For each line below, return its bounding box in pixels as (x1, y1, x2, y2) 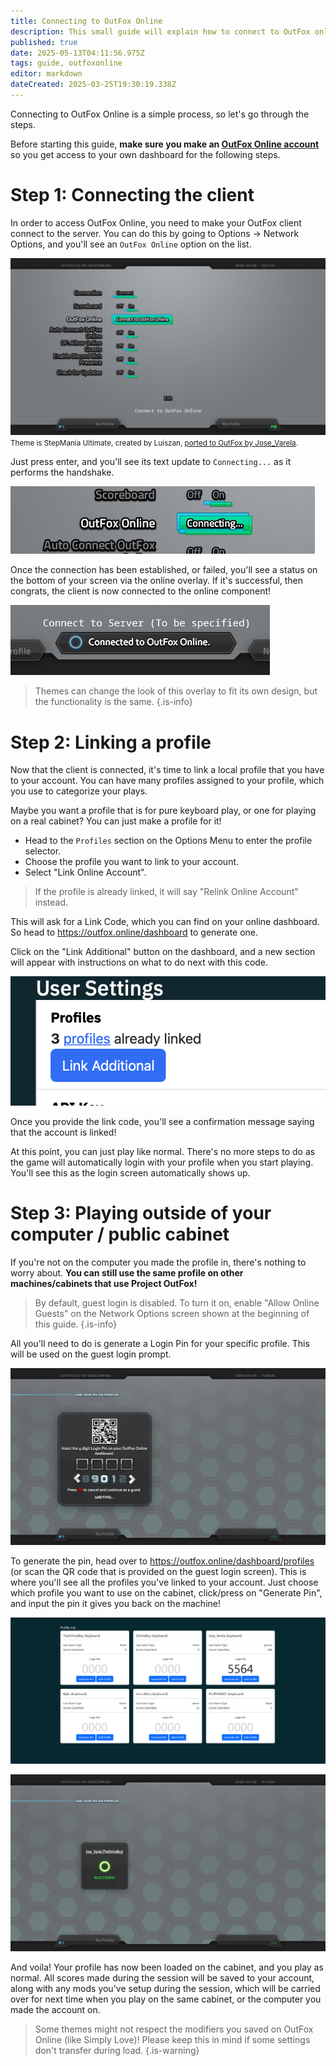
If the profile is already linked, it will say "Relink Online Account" (34, 886, 299, 898)
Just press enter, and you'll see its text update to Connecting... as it (10, 456, 292, 468)
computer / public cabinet (10, 1223, 230, 1246)
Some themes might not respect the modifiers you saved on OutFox (34, 2023, 314, 2035)
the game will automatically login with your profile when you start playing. (10, 1156, 314, 1168)
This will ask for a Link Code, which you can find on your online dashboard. (10, 916, 320, 928)
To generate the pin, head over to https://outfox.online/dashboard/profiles (10, 1555, 315, 1567)
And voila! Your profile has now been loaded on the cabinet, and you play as (10, 1961, 324, 1973)
